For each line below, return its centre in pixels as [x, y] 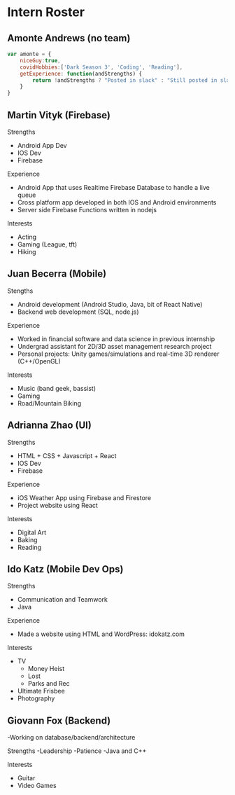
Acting [27, 237]
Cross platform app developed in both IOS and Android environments [117, 202]
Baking [27, 539]
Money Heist [46, 669]
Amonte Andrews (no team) [69, 38]
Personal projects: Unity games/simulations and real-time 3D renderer [118, 354]
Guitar [26, 778]
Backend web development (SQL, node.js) [78, 312]
